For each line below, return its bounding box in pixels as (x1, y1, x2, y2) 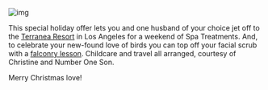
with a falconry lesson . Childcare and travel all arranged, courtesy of (8, 49, 237, 58)
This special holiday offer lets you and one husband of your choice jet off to (8, 23, 260, 32)
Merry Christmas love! (8, 73, 82, 82)
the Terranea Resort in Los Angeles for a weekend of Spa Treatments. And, (8, 32, 258, 41)
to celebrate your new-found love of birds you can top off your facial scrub (8, 40, 258, 50)
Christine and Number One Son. (8, 57, 115, 67)
